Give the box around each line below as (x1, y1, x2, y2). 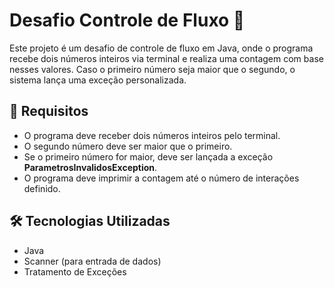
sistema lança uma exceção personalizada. (9, 74, 187, 86)
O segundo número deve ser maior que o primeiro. (23, 140, 233, 152)
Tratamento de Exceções (23, 265, 127, 278)
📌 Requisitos (9, 103, 89, 120)
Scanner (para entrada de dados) (23, 255, 162, 267)
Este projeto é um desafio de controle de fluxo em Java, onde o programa (9, 42, 314, 54)
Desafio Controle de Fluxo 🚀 (9, 9, 246, 32)
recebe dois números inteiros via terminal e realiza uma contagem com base (9, 52, 324, 64)
